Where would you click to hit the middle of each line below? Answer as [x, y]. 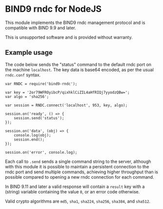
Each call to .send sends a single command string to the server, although [78, 161]
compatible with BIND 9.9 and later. [41, 27]
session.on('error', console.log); [41, 152]
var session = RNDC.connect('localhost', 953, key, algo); [66, 105]
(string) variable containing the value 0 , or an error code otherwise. [72, 191]
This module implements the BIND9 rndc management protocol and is [75, 23]
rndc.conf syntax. [23, 75]
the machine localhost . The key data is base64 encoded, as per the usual [79, 70]
